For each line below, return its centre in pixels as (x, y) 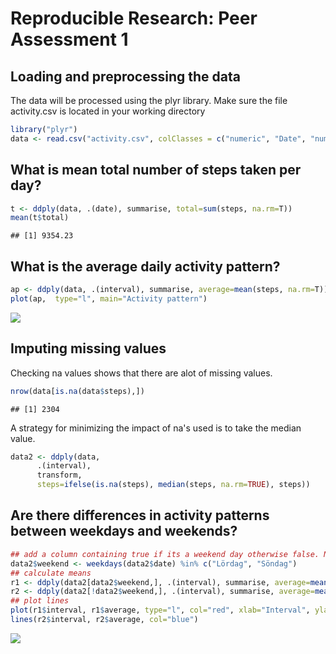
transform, (59, 475)
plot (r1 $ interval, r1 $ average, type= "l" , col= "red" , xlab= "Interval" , (160, 610)
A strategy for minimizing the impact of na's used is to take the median (156, 428)
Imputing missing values (88, 348)
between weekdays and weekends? (124, 531)
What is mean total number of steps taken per (156, 170)
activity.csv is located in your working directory (108, 111)
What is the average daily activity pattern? (145, 266)
